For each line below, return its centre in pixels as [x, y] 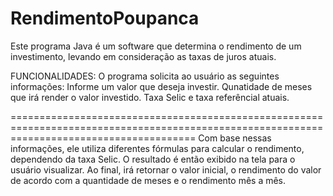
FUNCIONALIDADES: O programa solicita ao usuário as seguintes [145, 76]
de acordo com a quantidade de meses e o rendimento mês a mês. [148, 180]
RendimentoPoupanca [105, 18]
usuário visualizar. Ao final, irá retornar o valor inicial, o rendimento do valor [166, 169]
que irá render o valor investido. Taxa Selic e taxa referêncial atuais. [150, 97]
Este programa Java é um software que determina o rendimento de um [156, 46]
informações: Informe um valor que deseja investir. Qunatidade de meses [161, 86]
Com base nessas [235, 138]
